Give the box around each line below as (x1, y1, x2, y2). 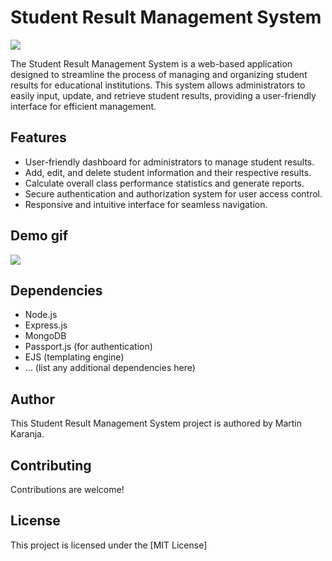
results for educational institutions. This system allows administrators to (10, 79, 306, 91)
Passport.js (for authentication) (24, 341, 153, 353)
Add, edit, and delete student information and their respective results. (24, 166, 312, 178)
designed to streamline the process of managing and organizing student (10, 68, 308, 80)
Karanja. (10, 428, 45, 440)
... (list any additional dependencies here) (24, 362, 196, 374)
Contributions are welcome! (10, 484, 125, 495)
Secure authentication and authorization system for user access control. (24, 187, 323, 200)
